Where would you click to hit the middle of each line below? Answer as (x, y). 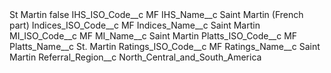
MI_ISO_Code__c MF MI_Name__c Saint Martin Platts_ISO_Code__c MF (153, 36)
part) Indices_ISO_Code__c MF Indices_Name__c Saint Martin (135, 25)
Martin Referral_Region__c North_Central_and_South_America (135, 57)
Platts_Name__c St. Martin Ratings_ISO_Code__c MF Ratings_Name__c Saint (165, 46)
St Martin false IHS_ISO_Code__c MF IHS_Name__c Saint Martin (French (156, 14)
